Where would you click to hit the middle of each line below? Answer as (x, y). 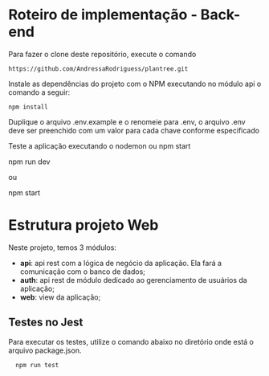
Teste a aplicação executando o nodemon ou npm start (100, 145)
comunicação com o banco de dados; (83, 272)
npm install (28, 107)
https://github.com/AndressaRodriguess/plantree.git (98, 69)
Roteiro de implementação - (103, 15)
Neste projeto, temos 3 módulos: (62, 247)
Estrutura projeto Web (84, 225)
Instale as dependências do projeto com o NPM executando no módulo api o (135, 84)
